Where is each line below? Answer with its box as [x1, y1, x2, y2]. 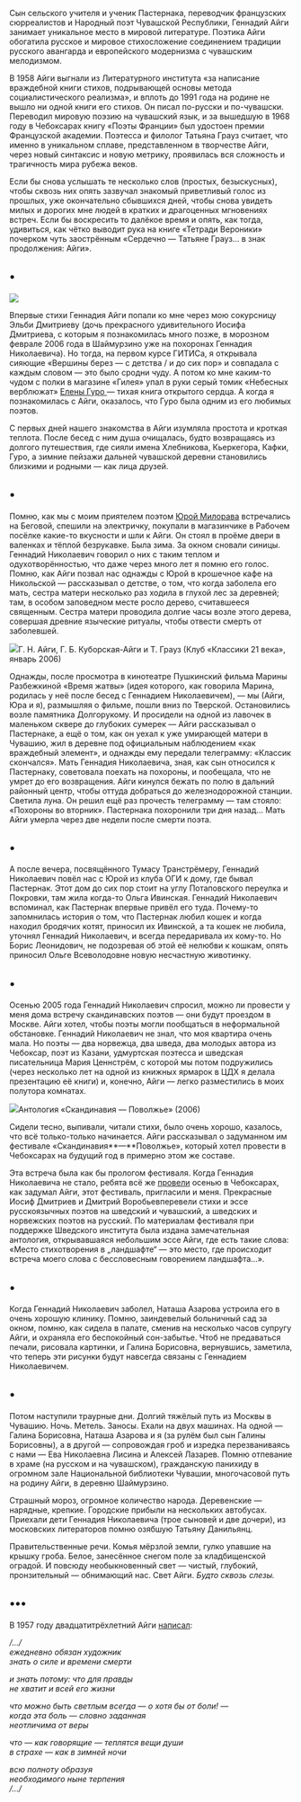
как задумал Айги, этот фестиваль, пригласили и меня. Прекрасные [9, 1186, 272, 1198]
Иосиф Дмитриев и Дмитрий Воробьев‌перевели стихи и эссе [9, 1196, 249, 1207]
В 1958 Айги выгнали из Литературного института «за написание [9, 73, 261, 84]
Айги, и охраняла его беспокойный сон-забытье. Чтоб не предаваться [9, 1332, 281, 1343]
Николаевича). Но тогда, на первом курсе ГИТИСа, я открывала [9, 348, 258, 359]
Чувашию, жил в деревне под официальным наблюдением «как [9, 737, 256, 749]
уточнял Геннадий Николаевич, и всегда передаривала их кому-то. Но [9, 930, 281, 942]
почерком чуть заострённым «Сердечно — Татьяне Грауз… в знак [9, 234, 266, 244]
